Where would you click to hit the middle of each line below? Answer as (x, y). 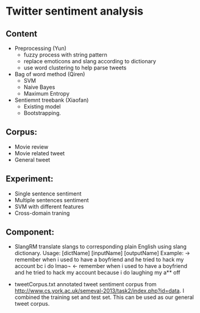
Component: (30, 232)
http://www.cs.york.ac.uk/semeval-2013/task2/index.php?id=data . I (99, 291)
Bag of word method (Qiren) (50, 74)
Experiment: (30, 179)
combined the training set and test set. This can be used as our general (104, 297)
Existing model (42, 107)
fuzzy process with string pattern (65, 55)
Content (22, 34)
